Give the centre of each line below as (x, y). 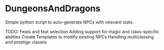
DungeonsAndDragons (53, 9)
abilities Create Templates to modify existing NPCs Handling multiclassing (80, 37)
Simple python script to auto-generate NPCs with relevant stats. (70, 22)
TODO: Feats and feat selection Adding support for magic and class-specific (82, 31)
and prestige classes (26, 42)
